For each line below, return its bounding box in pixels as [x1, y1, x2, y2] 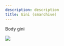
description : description [5, 7, 59, 12]
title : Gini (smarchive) [5, 12, 57, 17]
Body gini [5, 25, 25, 31]
